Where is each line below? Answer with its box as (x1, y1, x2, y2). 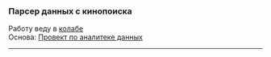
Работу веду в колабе (8, 24, 84, 34)
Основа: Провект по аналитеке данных (8, 32, 144, 42)
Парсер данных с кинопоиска (8, 6, 133, 17)
